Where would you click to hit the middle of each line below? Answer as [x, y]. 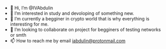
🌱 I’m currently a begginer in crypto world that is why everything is [80, 19]
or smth [18, 35]
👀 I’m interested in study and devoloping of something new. [72, 13]
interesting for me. [29, 24]
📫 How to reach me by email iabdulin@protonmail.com [68, 41]
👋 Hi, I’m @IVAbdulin [31, 8]
